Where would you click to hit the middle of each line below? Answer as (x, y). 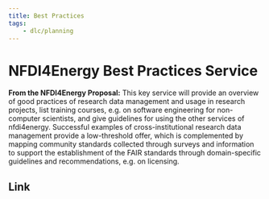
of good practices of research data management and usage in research (127, 102)
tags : (17, 23)
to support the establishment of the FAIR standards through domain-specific (135, 153)
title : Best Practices (46, 16)
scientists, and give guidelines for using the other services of (143, 118)
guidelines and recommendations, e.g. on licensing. (94, 161)
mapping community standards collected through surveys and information (131, 144)
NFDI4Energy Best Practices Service (133, 70)
